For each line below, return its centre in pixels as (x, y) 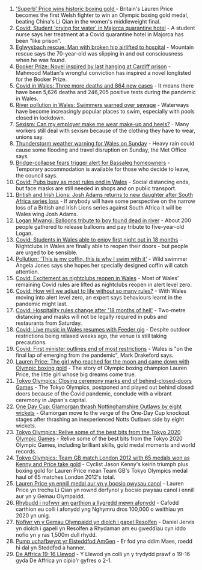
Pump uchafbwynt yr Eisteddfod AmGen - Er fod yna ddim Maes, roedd (104, 541)
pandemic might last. (41, 304)
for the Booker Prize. (41, 79)
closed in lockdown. (40, 118)
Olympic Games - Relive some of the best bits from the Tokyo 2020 (99, 438)
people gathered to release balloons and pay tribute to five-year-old (100, 227)
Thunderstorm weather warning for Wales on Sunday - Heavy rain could (105, 143)
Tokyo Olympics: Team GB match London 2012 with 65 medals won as (103, 458)
